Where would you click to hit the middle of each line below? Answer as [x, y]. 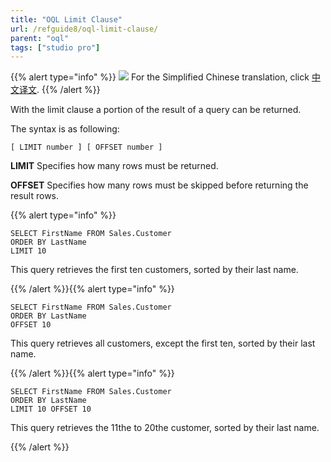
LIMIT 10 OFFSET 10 [51, 409]
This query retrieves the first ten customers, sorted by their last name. [154, 270]
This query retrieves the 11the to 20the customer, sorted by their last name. [165, 428]
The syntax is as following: [65, 129]
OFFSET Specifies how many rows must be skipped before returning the [159, 185]
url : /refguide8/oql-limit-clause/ [84, 29]
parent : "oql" [40, 38]
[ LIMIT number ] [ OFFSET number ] [86, 147]
